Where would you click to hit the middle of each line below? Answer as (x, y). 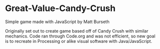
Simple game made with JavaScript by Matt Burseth (57, 22)
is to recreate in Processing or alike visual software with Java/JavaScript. (79, 41)
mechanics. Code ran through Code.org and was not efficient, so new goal (80, 36)
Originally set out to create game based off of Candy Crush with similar (77, 31)
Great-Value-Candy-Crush (60, 8)
